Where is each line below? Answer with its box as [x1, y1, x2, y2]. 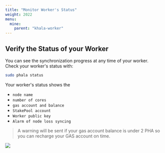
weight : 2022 [5, 12, 32, 17]
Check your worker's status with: [5, 63, 73, 69]
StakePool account [12, 108, 51, 113]
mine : [9, 21, 21, 26]
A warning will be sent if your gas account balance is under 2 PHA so [17, 127, 160, 133]
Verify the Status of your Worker [5, 44, 108, 53]
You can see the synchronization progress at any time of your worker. [5, 57, 148, 63]
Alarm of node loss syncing [12, 118, 71, 124]
